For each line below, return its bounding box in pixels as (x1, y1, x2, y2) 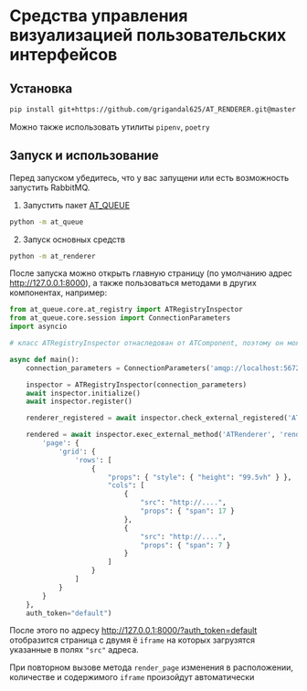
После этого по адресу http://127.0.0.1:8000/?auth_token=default (9, 625, 258, 636)
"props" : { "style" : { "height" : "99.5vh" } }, (107, 473, 292, 482)
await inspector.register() (26, 397, 132, 407)
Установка (9, 80, 73, 96)
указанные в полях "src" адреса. (9, 644, 139, 655)
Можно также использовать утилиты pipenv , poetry (9, 121, 210, 133)
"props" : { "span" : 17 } (140, 506, 235, 516)
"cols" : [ (107, 481, 145, 490)
